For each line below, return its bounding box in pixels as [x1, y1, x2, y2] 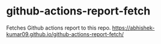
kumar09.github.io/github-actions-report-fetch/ [6, 30, 124, 37]
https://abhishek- [112, 24, 155, 31]
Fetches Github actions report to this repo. [6, 24, 111, 31]
